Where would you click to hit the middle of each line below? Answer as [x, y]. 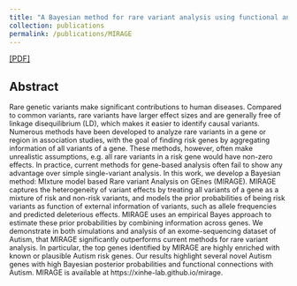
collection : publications [57, 26]
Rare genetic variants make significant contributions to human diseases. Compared [145, 107]
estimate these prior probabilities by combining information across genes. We [136, 223]
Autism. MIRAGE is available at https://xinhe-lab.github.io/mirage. [116, 273]
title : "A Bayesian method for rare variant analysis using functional [144, 17]
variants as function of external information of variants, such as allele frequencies [143, 207]
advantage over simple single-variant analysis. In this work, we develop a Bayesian [145, 173]
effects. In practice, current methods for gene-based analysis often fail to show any [146, 166]
